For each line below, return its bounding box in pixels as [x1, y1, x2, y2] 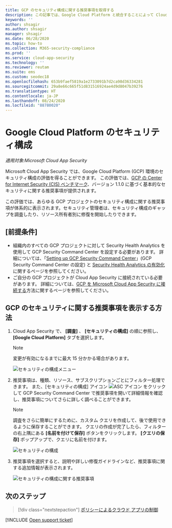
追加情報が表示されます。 [21, 464, 76, 471]
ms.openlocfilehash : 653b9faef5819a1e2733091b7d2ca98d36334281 [5, 79, 143, 84]
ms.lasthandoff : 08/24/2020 [5, 98, 66, 103]
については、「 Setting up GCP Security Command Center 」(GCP [17, 255, 152, 261]
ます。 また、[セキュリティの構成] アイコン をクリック [17, 383, 166, 389]
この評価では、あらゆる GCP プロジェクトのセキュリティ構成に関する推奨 [5, 199, 161, 205]
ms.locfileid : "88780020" [5, 103, 60, 108]
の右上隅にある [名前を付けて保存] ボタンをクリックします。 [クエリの [12, 429, 161, 436]
